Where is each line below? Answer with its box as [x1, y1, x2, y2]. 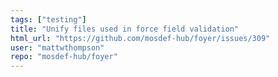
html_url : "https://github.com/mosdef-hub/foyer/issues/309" [10, 33, 271, 43]
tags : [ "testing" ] [10, 14, 87, 25]
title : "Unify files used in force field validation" [10, 24, 240, 34]
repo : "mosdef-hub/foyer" [10, 52, 118, 62]
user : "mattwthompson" [10, 42, 105, 53]
